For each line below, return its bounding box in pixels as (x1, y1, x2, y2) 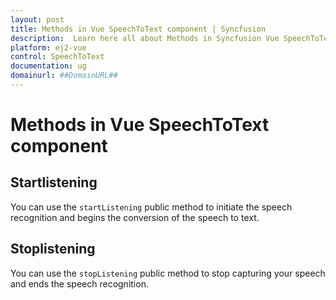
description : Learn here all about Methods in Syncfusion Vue (10, 33, 280, 43)
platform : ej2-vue (10, 42, 87, 53)
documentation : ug (10, 61, 87, 71)
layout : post (10, 14, 65, 25)
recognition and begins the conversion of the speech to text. (10, 211, 260, 223)
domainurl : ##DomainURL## (10, 71, 118, 81)
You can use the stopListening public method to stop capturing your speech (10, 267, 326, 279)
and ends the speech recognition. (10, 277, 149, 290)
